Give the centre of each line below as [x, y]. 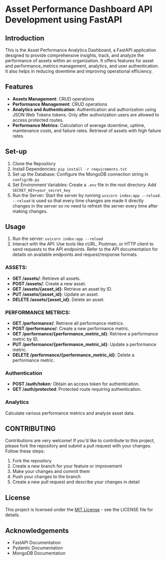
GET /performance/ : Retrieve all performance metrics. [68, 323]
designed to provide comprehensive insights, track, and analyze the [75, 55]
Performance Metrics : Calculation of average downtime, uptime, [79, 125]
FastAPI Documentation [37, 543]
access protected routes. [38, 120]
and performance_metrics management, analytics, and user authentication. [82, 66]
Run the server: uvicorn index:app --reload [58, 239]
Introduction [25, 38]
